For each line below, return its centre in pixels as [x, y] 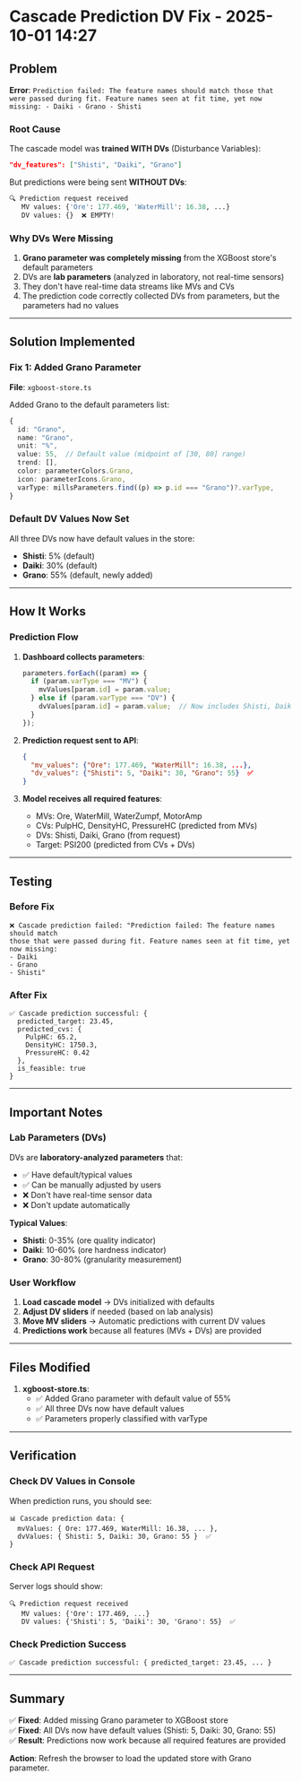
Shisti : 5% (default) [59, 556]
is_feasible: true [52, 1069]
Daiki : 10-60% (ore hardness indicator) [95, 1249]
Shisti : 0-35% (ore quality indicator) [89, 1240]
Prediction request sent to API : [80, 740]
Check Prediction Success [68, 1644]
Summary [37, 1698]
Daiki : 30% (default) [60, 565]
